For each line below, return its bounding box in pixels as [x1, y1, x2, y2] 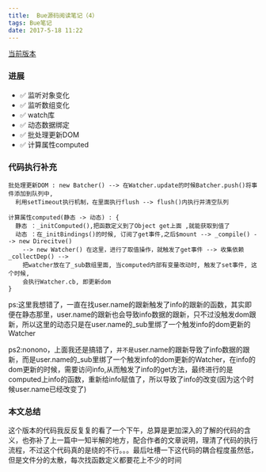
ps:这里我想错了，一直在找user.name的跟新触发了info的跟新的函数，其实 [8, 299, 245, 309]
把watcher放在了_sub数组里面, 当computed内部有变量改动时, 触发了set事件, [22, 261, 248, 269]
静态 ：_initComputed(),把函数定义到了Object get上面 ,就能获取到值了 [15, 222, 230, 230]
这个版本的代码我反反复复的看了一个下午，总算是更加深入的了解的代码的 [8, 425, 244, 436]
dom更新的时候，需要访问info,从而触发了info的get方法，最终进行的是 [8, 364, 234, 374]
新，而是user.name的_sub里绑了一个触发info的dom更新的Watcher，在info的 [8, 354, 256, 364]
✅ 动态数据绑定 [19, 120, 70, 129]
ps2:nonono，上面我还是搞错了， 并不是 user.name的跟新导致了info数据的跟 [8, 344, 250, 354]
